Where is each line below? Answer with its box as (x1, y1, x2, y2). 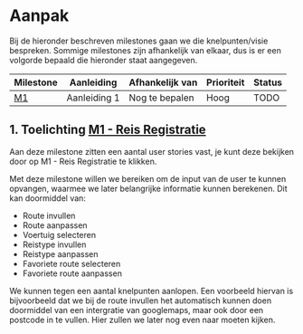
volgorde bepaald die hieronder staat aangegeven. (9, 54, 198, 65)
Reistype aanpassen (22, 248, 99, 259)
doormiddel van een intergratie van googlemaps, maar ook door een (9, 304, 264, 315)
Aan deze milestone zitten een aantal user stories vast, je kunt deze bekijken (9, 146, 295, 157)
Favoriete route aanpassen (22, 268, 122, 279)
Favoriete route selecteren (22, 258, 121, 269)
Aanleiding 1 (66, 91, 120, 104)
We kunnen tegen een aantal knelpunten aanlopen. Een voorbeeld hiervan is (9, 285, 294, 296)
